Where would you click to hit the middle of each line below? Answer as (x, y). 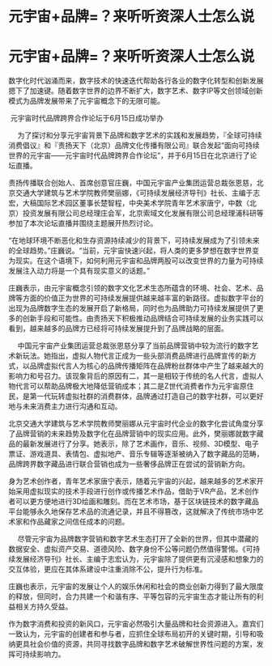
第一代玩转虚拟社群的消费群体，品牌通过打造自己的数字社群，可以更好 (147, 397)
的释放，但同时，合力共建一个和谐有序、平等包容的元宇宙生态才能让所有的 (132, 596)
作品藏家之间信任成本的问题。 (79, 522)
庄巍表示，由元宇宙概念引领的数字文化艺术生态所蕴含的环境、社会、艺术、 (132, 288)
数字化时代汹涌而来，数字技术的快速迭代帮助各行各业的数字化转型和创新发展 (136, 81)
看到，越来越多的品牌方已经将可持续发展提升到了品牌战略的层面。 (118, 329)
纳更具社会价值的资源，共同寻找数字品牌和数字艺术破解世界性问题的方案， (132, 644)
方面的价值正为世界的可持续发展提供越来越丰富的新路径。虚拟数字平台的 (143, 298)
